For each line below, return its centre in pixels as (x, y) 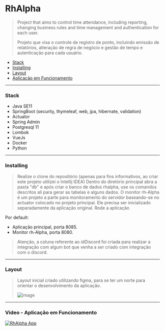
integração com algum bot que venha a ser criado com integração (84, 247)
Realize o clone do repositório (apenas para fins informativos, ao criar (88, 176)
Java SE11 (22, 106)
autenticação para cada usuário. (50, 53)
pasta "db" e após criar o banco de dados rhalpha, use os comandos (87, 187)
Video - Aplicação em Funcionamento (51, 312)
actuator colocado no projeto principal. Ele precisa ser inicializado (84, 202)
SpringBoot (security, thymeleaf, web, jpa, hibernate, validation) (77, 111)
